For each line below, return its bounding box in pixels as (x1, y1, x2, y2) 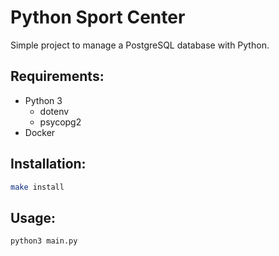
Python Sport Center (10, 6, 186, 29)
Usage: (10, 209, 57, 226)
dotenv (39, 105, 70, 117)
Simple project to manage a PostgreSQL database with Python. (10, 39, 270, 51)
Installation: (10, 156, 87, 173)
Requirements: (10, 68, 105, 85)
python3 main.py (10, 236, 78, 246)
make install (10, 182, 65, 192)
